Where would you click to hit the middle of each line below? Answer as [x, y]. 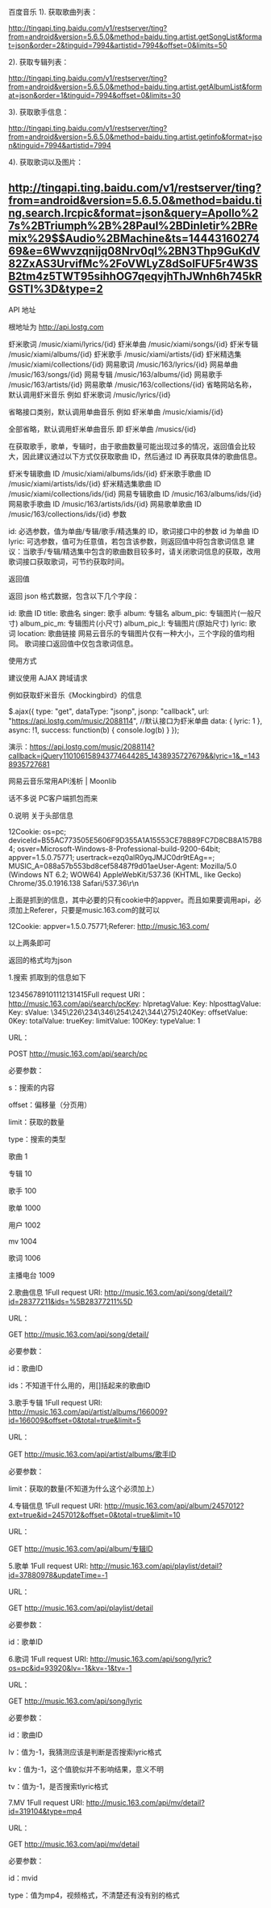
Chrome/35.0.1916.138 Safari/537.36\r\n [74, 883]
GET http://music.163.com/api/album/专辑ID [81, 1549]
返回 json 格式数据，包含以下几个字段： [74, 596]
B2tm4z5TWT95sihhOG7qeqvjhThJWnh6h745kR [135, 276]
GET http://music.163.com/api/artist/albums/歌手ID [92, 1454]
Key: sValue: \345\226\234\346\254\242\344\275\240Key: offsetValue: [128, 1012]
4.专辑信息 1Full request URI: [56, 1505]
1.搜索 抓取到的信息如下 [47, 977]
